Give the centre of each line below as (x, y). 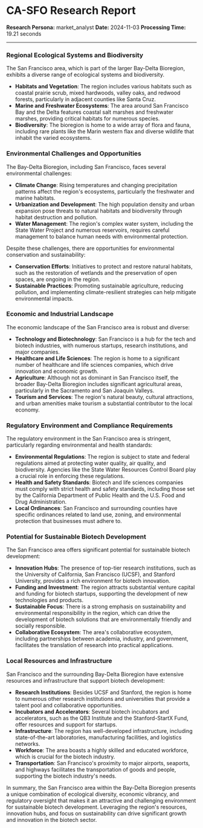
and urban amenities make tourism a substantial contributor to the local (104, 403)
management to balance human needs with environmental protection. (101, 236)
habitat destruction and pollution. (56, 217)
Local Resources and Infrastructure (60, 661)
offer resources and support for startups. (66, 724)
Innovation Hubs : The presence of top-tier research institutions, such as (105, 568)
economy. (27, 410)
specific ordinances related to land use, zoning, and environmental (98, 514)
